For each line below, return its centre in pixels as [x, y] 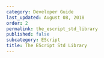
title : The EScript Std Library [47, 46]
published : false [28, 34]
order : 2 [17, 23]
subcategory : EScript [33, 40]
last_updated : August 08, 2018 [45, 18]
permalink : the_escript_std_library [52, 29]
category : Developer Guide [40, 12]
